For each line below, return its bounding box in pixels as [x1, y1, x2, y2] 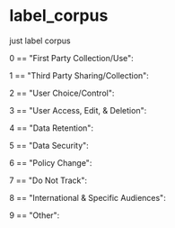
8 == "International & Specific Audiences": [9, 192, 166, 203]
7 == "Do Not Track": [9, 175, 88, 186]
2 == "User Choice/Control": [9, 87, 115, 98]
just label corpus [9, 35, 72, 46]
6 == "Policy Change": [9, 157, 92, 168]
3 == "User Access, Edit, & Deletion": [9, 105, 147, 115]
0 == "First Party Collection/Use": [9, 52, 135, 63]
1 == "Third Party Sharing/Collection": [9, 69, 150, 81]
